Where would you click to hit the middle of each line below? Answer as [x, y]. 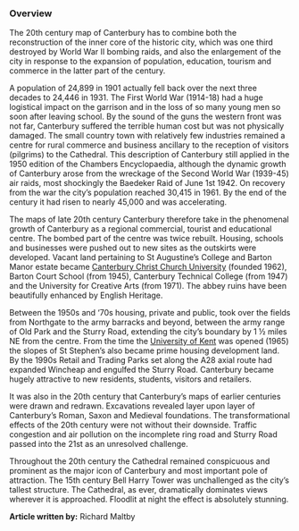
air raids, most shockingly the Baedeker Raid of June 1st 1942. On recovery [147, 183]
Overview [31, 13]
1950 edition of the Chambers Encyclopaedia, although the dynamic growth [148, 164]
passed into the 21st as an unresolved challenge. [99, 444]
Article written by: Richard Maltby [72, 517]
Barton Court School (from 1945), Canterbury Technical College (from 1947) [149, 276]
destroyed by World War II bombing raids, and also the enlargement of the [145, 52]
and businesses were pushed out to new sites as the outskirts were [133, 248]
